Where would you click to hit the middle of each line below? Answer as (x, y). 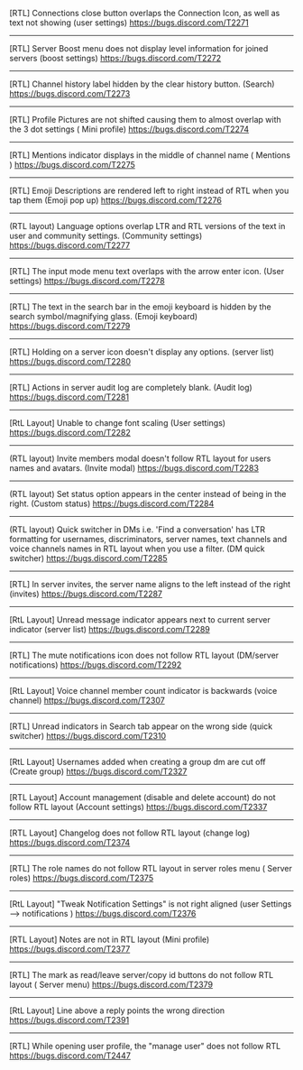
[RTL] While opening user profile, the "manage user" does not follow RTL (145, 1046)
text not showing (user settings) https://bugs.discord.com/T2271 (129, 23)
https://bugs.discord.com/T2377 (70, 949)
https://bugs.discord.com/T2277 (70, 245)
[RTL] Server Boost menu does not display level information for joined (139, 48)
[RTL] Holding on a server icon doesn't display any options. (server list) (142, 352)
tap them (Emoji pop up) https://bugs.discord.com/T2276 (116, 200)
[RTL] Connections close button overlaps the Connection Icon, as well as (145, 13)
